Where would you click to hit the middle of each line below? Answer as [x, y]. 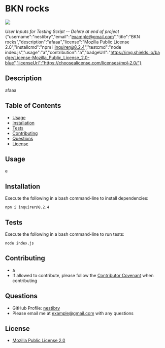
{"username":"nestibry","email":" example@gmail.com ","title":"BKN [73, 36]
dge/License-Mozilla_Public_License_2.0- [48, 58]
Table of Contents [33, 106]
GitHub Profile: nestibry [36, 308]
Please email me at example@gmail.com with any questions [73, 313]
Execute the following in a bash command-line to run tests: [65, 234]
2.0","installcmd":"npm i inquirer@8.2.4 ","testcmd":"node [63, 47]
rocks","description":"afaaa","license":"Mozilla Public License [67, 42]
